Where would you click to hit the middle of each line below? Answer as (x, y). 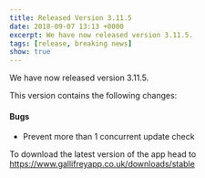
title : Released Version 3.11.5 (71, 18)
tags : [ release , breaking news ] (71, 43)
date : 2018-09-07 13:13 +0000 (67, 26)
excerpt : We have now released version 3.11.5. (102, 35)
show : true (30, 52)
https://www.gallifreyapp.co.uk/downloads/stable (102, 164)
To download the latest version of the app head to (103, 154)
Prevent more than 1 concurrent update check (108, 137)
